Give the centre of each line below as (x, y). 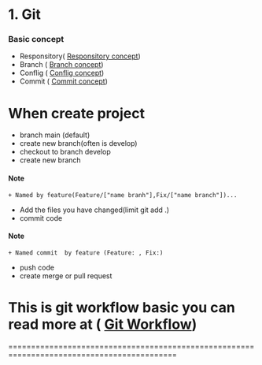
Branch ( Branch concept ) (61, 65)
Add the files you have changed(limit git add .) (94, 210)
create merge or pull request (66, 276)
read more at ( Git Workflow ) (103, 324)
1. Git (25, 15)
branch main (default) (55, 135)
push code (37, 267)
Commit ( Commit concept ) (64, 81)
